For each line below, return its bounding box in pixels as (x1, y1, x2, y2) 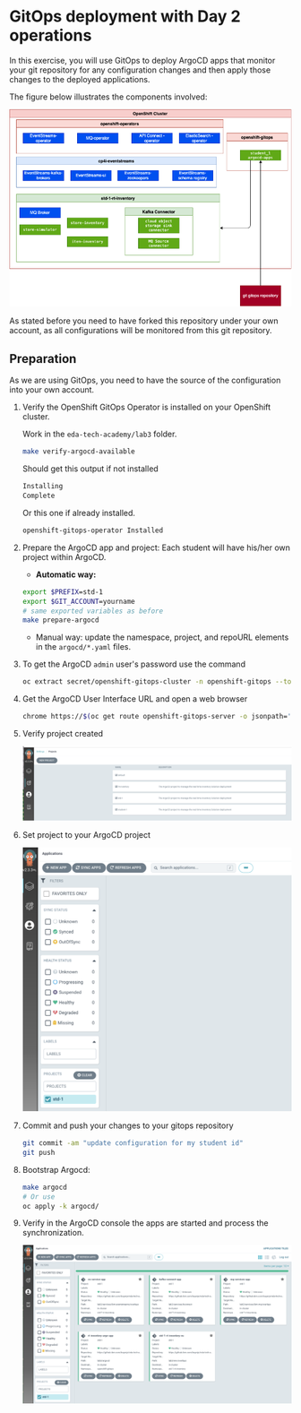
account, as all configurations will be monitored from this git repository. (9, 325, 272, 336)
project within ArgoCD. (21, 551, 107, 562)
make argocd (21, 1183, 67, 1192)
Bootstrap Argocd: (21, 1164, 91, 1175)
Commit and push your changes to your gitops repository (21, 1120, 235, 1131)
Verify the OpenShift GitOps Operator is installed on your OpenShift (21, 401, 271, 413)
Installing (21, 482, 64, 491)
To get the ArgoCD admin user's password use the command (21, 659, 246, 669)
